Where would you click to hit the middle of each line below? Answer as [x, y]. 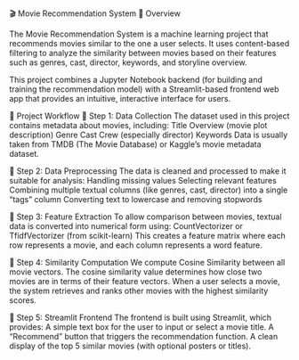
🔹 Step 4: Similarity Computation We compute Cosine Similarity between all [147, 262]
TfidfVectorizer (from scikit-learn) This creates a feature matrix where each [148, 236]
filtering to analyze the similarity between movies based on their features [143, 53]
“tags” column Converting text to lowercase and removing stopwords [136, 199]
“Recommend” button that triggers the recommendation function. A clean [144, 336]
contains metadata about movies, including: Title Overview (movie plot [138, 125]
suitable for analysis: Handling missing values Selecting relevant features [143, 180]
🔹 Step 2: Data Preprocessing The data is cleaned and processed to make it [148, 171]
